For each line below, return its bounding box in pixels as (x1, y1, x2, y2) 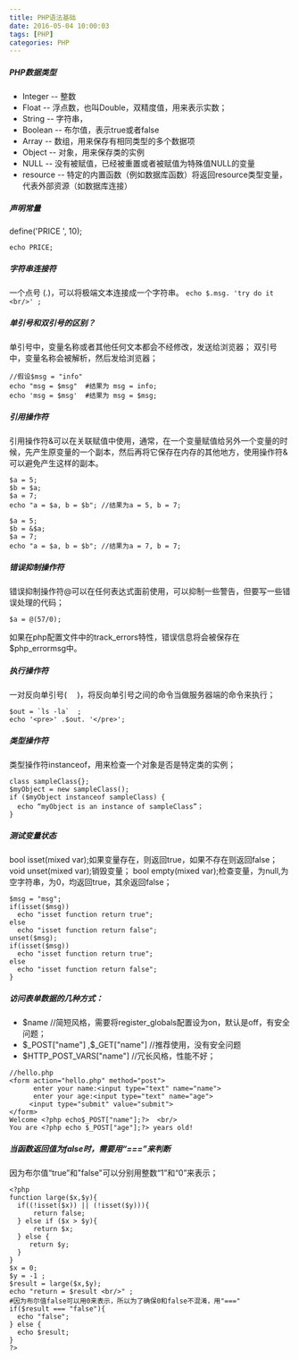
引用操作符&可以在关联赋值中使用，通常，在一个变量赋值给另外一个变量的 (9, 436, 281, 446)
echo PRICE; (9, 243, 54, 252)
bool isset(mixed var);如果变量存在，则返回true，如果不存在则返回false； (9, 854, 278, 864)
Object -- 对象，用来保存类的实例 (21, 147, 145, 157)
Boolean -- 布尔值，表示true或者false (21, 124, 160, 135)
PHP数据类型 (9, 66, 57, 77)
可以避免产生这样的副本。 (9, 458, 104, 469)
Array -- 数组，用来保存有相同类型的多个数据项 (21, 136, 195, 147)
